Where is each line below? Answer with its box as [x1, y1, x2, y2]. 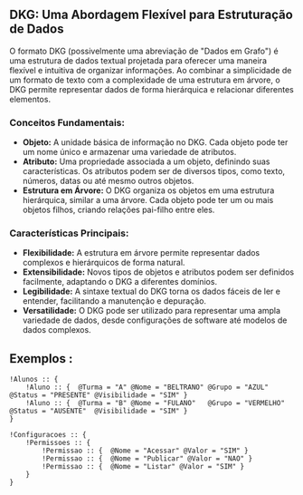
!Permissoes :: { [25, 439, 91, 448]
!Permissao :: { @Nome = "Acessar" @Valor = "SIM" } [42, 446, 249, 456]
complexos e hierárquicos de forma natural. [22, 257, 185, 268]
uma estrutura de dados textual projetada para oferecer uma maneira [9, 54, 267, 66]
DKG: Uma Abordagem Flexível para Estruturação [9, 7, 294, 23]
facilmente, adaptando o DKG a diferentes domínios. [22, 277, 218, 287]
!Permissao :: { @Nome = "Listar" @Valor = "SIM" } [42, 462, 245, 471]
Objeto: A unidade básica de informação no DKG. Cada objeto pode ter [22, 137, 289, 148]
